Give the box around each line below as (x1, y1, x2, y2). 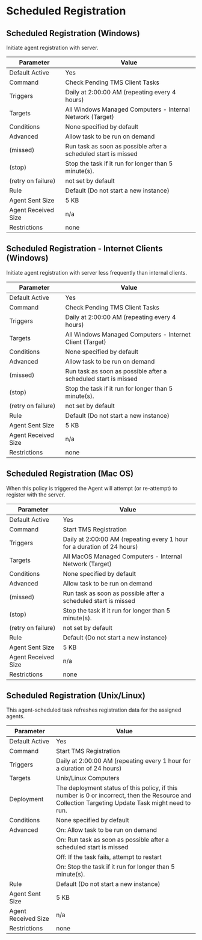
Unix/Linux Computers (56, 774, 120, 783)
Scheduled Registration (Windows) (6, 28, 140, 38)
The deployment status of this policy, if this (56, 784, 178, 792)
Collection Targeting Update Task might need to (56, 799, 191, 807)
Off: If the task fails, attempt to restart (56, 853, 162, 861)
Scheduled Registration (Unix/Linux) (6, 691, 145, 701)
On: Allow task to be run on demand (56, 826, 158, 834)
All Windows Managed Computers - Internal (65, 105, 191, 114)
